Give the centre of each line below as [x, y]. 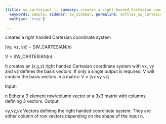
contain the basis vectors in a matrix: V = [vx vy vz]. [58, 77]
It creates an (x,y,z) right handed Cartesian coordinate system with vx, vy [80, 66]
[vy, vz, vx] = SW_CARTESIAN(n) [39, 47]
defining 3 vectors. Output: [33, 101]
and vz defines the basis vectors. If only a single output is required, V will [80, 71]
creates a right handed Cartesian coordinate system [58, 37]
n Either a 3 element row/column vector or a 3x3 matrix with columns [75, 96]
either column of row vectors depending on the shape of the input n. [75, 116]
